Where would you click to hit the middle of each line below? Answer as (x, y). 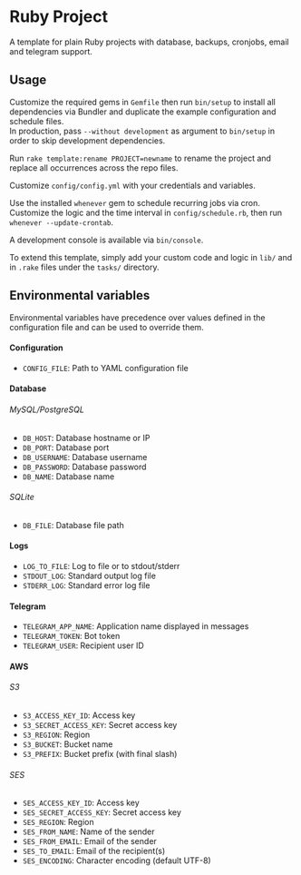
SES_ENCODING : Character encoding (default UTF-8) (117, 860)
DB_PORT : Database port (66, 447)
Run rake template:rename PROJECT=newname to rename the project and (141, 158)
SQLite (22, 497)
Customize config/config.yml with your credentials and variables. (133, 185)
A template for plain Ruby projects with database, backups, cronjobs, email (149, 42)
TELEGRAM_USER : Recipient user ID (83, 645)
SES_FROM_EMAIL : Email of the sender (89, 841)
